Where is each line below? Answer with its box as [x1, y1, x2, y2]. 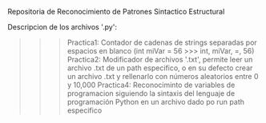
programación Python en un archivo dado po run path [66, 97, 245, 106]
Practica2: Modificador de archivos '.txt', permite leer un [66, 55, 253, 64]
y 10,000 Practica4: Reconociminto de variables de [66, 80, 236, 89]
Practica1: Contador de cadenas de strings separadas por [66, 38, 257, 47]
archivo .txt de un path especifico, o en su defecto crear [66, 63, 253, 73]
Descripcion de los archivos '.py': [7, 22, 118, 31]
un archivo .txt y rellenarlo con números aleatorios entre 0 [66, 72, 259, 81]
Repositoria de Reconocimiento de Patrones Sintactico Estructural [7, 7, 225, 16]
